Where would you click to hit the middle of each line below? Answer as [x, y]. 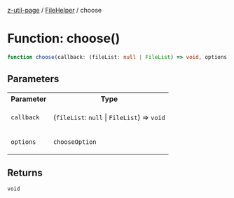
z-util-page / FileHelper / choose [55, 10]
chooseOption [75, 142]
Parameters [33, 79]
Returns [25, 173]
